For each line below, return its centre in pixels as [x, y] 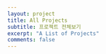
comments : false [31, 40]
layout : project [31, 14]
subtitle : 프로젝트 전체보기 [44, 27]
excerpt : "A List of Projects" [53, 33]
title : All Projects [38, 20]
